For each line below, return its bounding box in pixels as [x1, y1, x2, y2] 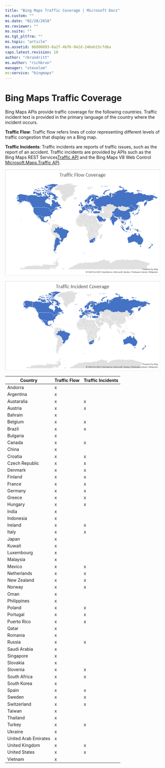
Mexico [7, 563, 22, 569]
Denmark [7, 467, 26, 473]
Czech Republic [7, 460, 39, 466]
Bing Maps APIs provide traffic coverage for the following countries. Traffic [5, 109, 158, 115]
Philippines [7, 598, 30, 604]
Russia [7, 639, 21, 645]
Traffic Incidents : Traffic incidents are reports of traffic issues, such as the [5, 144, 157, 150]
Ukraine [7, 728, 24, 734]
